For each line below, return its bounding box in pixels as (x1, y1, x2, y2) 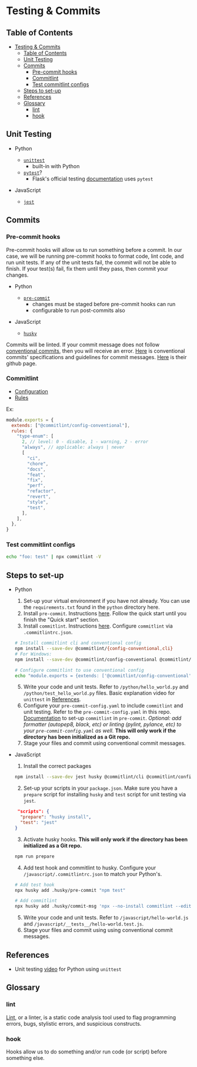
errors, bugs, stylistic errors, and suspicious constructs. (6, 1020, 142, 1027)
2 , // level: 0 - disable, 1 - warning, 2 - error (21, 439, 149, 445)
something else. (6, 1054, 45, 1061)
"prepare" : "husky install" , (20, 814, 92, 820)
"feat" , (27, 472, 46, 478)
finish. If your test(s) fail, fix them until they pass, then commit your (6, 265, 169, 272)
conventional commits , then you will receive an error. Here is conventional (6, 347, 185, 354)
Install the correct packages (23, 763, 92, 770)
